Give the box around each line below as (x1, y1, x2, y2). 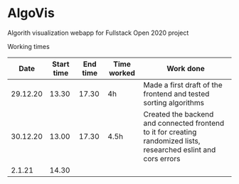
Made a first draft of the (143, 80, 223, 90)
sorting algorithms (143, 97, 205, 107)
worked (109, 67, 135, 77)
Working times (7, 42, 50, 50)
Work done (166, 63, 205, 73)
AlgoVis (7, 5, 55, 21)
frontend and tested (143, 89, 210, 99)
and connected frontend (143, 118, 225, 128)
